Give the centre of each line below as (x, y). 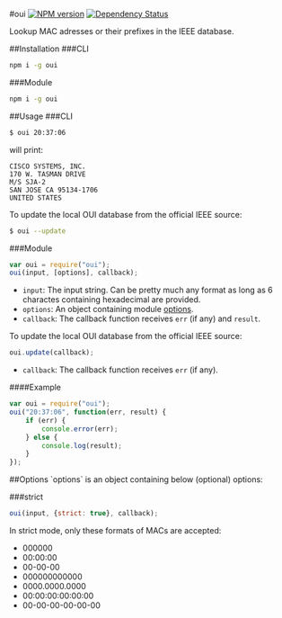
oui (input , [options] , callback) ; (74, 273)
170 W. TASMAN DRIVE (48, 174)
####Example (35, 388)
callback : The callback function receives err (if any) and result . (141, 318)
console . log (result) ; (82, 445)
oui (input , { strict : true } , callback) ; (84, 514)
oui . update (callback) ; (52, 353)
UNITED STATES (36, 198)
